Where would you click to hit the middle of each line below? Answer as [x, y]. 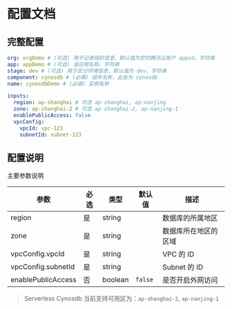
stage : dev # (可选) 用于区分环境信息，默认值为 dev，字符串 [87, 71]
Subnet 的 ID [183, 268]
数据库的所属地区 [190, 218]
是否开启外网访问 [190, 280]
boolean [116, 280]
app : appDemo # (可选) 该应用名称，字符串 [63, 64]
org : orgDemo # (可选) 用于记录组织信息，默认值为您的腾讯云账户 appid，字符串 [111, 58]
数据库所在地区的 [190, 231]
